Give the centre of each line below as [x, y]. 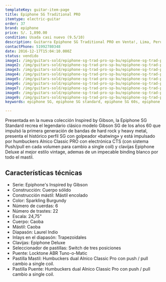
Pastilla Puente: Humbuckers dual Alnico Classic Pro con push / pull [81, 269]
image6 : [13, 83]
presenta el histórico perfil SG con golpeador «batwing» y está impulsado [80, 136]
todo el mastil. [20, 157]
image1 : [13, 60]
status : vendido [22, 56]
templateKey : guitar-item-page [37, 10]
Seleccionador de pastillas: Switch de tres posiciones [66, 248]
